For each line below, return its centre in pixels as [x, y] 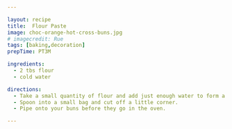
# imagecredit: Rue [35, 39]
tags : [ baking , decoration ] [46, 46]
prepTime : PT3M [29, 52]
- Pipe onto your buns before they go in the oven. [90, 109]
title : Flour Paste [37, 26]
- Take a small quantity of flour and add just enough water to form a [119, 96]
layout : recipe [29, 19]
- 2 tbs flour [34, 70]
